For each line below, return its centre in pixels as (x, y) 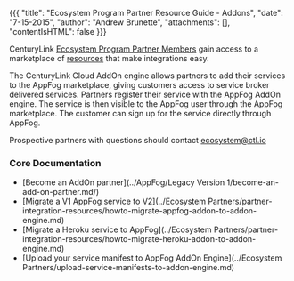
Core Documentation (55, 163)
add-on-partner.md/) (61, 192)
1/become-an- (253, 182)
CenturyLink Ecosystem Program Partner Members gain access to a (134, 49)
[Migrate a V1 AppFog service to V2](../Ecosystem (114, 201)
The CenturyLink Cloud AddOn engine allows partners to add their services (147, 76)
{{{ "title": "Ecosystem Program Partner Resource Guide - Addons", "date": (146, 13)
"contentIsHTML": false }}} (58, 32)
